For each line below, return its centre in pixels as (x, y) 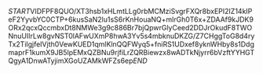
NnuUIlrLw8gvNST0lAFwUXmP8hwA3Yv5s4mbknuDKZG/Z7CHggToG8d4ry (131, 36)
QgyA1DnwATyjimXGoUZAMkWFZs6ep (71, 61)
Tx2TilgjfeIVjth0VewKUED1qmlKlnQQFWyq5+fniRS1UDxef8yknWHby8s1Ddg (131, 44)
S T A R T (19, 11)
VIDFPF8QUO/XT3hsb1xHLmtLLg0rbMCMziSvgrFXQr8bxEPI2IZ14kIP (141, 11)
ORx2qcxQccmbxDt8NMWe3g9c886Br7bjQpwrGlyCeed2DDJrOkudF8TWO (130, 28)
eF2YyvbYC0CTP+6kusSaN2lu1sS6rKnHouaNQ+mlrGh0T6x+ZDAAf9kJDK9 (131, 19)
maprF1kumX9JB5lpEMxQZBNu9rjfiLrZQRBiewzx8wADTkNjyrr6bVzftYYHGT (131, 52)
